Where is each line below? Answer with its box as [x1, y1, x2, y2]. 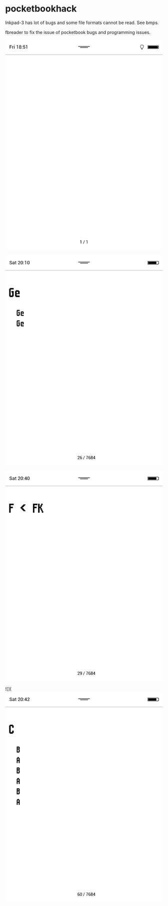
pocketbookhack [5, 3, 77, 15]
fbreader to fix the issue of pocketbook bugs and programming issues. [5, 29, 151, 35]
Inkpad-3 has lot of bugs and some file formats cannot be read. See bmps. [5, 20, 159, 26]
